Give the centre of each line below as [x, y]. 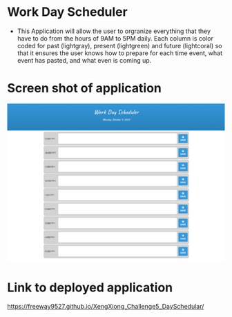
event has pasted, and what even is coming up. [84, 60]
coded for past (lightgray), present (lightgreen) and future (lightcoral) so [119, 45]
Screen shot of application [85, 89]
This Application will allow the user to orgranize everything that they [114, 31]
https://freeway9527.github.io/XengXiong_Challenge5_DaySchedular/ [106, 307]
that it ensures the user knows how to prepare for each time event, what [120, 53]
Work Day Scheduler [67, 12]
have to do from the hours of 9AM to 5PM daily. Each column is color [115, 38]
